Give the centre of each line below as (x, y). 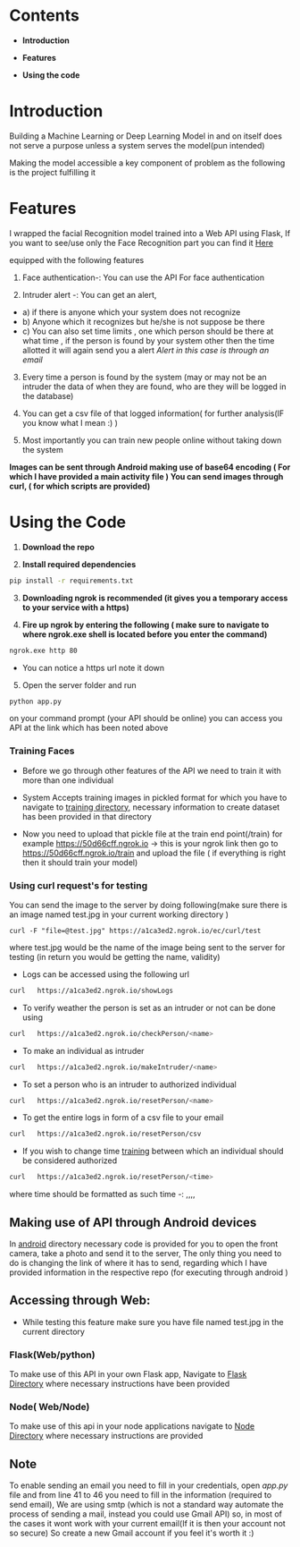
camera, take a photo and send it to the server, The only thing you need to (146, 1254)
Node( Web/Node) (50, 1407)
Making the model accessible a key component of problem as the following (147, 163)
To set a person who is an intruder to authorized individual (129, 1084)
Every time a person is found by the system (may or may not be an (145, 377)
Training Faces (42, 751)
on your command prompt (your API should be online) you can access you (146, 718)
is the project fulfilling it (53, 172)
